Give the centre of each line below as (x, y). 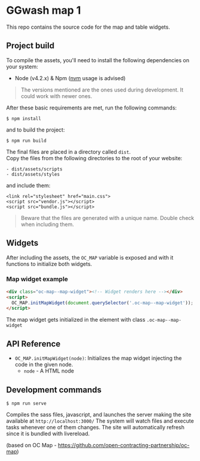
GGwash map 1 (44, 10)
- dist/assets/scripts (34, 169)
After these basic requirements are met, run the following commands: (92, 108)
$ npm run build (26, 141)
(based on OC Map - (31, 445)
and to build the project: (36, 130)
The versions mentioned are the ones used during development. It (102, 90)
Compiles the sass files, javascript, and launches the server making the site (99, 414)
